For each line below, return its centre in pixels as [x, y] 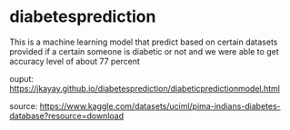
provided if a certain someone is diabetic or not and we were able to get [144, 51]
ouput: [22, 78]
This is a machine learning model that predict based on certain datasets [144, 42]
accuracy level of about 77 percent [75, 61]
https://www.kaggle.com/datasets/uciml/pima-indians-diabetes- [160, 105]
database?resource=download [67, 115]
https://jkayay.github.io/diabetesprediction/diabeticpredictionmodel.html [145, 88]
